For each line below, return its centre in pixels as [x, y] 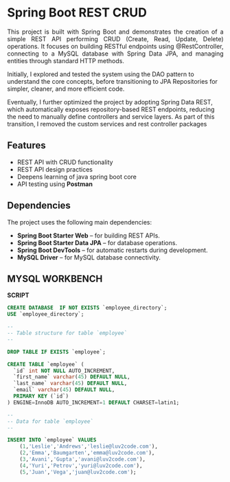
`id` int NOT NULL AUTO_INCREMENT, [64, 371]
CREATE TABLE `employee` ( [46, 364]
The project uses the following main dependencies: [80, 222]
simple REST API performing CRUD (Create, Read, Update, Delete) [115, 38]
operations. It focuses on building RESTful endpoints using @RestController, [115, 46]
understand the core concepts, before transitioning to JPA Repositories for [113, 81]
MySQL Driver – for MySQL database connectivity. [89, 257]
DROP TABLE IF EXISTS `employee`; [57, 352]
